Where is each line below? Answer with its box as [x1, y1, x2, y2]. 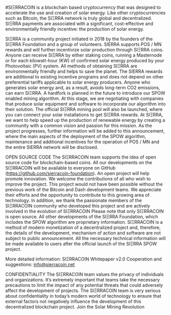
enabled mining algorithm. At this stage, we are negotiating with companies [5, 95, 164, 101]
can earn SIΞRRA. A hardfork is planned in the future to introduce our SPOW [5, 90, 165, 96]
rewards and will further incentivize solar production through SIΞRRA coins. [5, 47, 164, 52]
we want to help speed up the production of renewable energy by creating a [5, 117, 165, 123]
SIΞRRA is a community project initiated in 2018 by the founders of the [5, 36, 153, 42]
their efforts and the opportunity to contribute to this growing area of [5, 192, 150, 198]
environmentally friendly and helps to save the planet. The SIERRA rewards [5, 68, 163, 74]
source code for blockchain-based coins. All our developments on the [5, 160, 152, 165]
